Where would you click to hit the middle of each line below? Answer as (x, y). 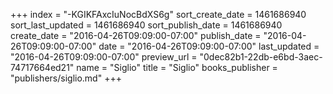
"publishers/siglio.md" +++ (66, 78)
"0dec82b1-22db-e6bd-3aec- (261, 57)
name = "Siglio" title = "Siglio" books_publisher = (177, 67)
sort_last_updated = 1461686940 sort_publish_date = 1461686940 (146, 25)
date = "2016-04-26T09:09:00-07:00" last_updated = (209, 46)
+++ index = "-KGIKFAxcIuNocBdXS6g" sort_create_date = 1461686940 (158, 14)
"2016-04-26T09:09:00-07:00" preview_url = (104, 57)
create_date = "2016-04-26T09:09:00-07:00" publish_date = (136, 35)
